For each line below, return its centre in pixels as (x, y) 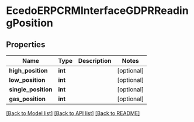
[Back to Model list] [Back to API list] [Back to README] (73, 113)
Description (95, 61)
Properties (26, 44)
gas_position (27, 99)
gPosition (30, 23)
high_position (28, 71)
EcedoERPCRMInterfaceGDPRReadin (97, 11)
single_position (31, 89)
